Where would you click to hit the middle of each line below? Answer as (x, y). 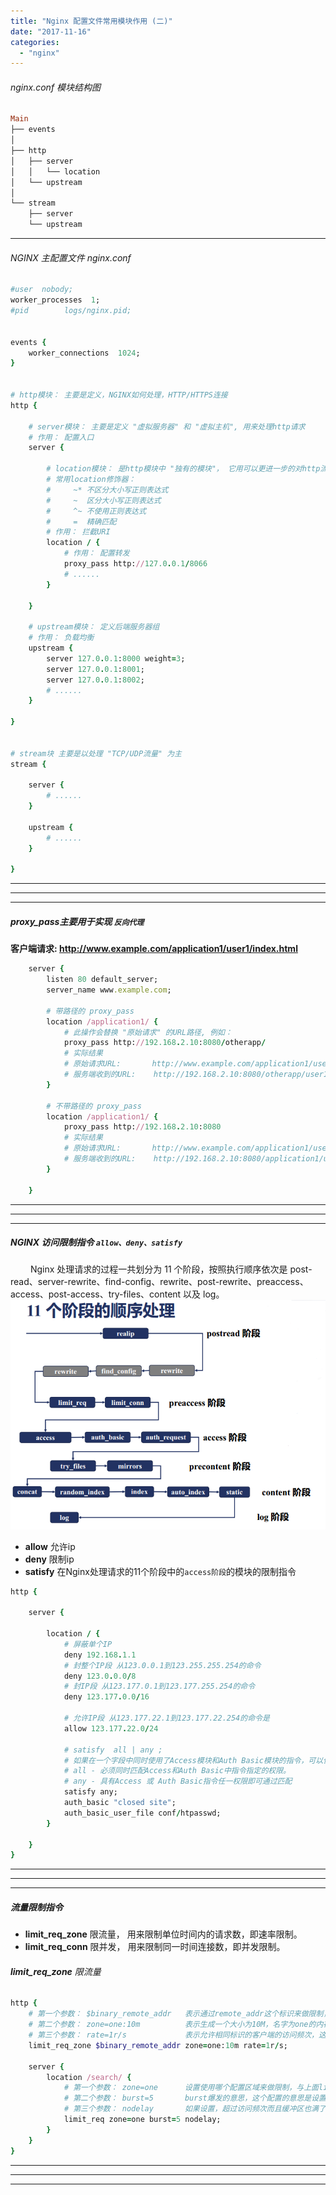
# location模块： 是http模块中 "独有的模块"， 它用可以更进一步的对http (183, 469)
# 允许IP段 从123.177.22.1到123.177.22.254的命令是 (166, 1718)
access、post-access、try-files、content (96, 1294)
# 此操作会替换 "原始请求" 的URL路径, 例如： (148, 1032)
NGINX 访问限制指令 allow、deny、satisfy (96, 1242)
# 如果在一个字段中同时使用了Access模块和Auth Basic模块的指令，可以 (193, 1760)
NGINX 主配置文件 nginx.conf (71, 257)
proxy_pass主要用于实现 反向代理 (77, 921)
